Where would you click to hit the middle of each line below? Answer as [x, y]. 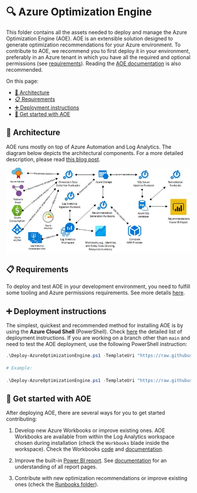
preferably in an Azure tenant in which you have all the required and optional [98, 57]
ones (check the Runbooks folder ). [56, 484]
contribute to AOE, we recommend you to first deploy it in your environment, [98, 51]
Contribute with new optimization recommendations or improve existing [101, 478]
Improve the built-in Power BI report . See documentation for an [91, 461]
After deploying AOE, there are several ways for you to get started [86, 413]
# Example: [19, 368]
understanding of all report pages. [56, 467]
